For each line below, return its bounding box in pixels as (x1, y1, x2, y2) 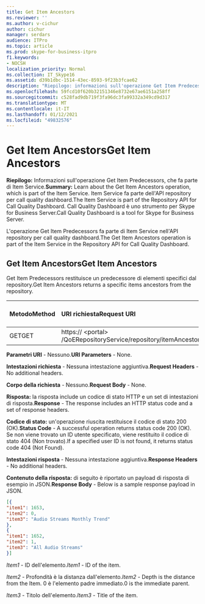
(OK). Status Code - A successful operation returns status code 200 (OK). (6, 425, 192, 431)
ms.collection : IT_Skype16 (6, 72, 75, 78)
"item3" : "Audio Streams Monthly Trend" (6, 516, 111, 522)
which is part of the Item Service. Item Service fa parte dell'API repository (6, 190, 192, 197)
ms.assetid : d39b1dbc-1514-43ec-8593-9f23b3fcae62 (6, 77, 138, 83)
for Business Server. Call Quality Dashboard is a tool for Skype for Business (6, 209, 194, 217)
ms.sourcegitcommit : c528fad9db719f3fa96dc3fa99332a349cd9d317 (6, 94, 171, 100)
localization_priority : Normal (6, 65, 86, 72)
